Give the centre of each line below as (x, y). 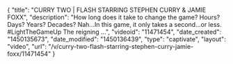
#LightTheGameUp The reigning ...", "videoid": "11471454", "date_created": (114, 32)
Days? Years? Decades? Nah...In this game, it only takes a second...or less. (114, 24)
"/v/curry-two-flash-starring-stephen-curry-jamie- (121, 46)
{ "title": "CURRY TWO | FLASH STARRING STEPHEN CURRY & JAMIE (107, 10)
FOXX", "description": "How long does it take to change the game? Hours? (114, 17)
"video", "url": (27, 46)
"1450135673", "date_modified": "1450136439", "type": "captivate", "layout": (116, 39)
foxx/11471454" (29, 54)
